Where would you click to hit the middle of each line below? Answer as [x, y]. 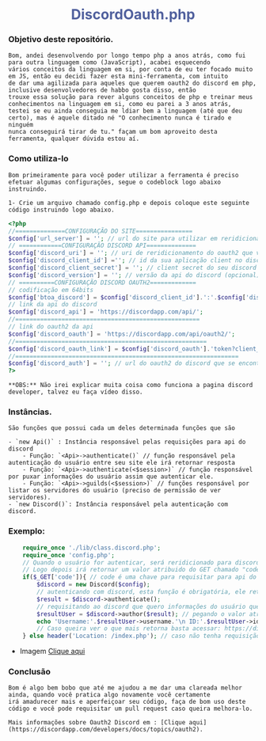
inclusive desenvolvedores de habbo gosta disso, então [102, 90]
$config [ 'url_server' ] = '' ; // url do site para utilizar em [113, 238]
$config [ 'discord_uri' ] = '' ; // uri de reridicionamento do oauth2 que [131, 253]
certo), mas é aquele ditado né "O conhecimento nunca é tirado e [120, 118]
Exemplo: [27, 531]
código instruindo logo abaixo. [61, 210]
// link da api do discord [53, 305]
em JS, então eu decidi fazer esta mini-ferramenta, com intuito [118, 77]
